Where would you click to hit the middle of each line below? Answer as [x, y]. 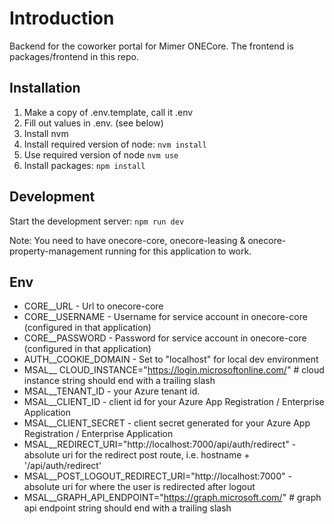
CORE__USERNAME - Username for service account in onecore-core [165, 317]
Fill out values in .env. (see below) [93, 123]
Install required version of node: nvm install [115, 144]
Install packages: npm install [84, 165]
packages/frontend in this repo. [74, 56]
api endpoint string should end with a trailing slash [127, 508]
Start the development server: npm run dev [97, 221]
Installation [45, 88]
